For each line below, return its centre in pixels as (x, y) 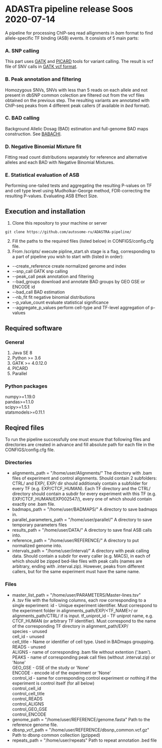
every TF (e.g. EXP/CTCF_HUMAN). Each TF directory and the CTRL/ (81, 489)
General (15, 342)
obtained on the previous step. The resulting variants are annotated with (77, 100)
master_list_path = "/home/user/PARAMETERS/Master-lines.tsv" (76, 595)
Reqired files (25, 427)
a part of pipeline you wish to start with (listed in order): (68, 257)
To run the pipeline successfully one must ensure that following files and (78, 439)
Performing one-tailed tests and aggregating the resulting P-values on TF (79, 186)
